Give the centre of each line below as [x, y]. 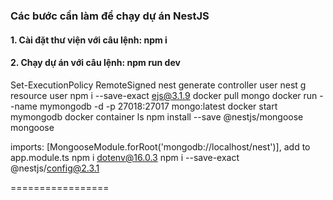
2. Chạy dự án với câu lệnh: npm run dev [95, 63]
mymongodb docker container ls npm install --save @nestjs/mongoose [157, 116]
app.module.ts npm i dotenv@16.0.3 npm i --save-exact [125, 157]
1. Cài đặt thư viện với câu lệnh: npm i [89, 40]
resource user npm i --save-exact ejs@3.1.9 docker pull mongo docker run [164, 95]
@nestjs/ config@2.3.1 [55, 168]
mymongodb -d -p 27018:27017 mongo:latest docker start [158, 106]
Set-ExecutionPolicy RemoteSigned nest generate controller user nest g [158, 85]
